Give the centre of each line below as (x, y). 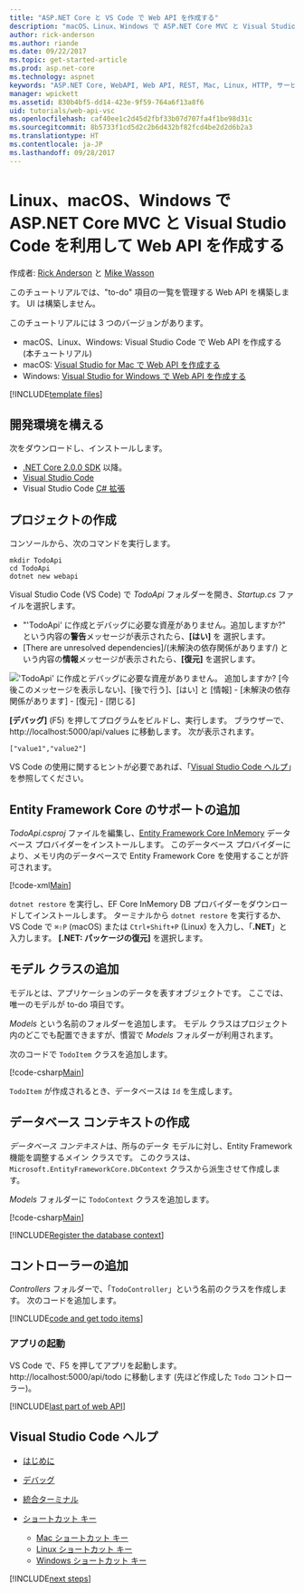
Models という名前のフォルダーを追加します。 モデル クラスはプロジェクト (149, 1023)
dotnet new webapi (44, 577)
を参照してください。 (49, 778)
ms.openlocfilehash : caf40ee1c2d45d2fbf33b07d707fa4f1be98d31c (131, 119)
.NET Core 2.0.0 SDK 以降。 (75, 467)
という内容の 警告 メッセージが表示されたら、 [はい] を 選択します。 (146, 637)
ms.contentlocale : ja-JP (56, 144)
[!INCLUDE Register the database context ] (87, 1235)
